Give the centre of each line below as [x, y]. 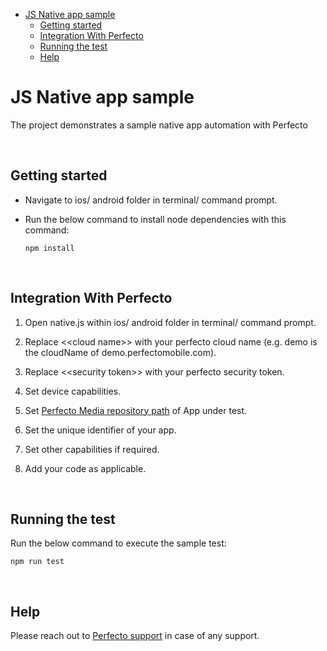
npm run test [37, 562]
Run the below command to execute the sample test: [118, 543]
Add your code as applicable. [85, 468]
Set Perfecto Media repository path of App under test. [136, 410]
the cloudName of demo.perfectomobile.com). [120, 352]
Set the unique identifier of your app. [100, 430]
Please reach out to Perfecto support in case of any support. [135, 636]
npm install [49, 248]
